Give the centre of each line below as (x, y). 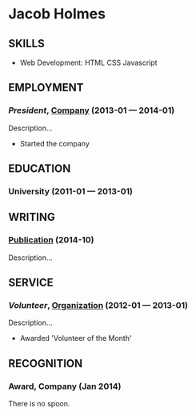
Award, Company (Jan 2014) (65, 386)
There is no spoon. (39, 404)
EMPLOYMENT (46, 88)
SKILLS (27, 44)
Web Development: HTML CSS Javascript (88, 62)
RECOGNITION (46, 364)
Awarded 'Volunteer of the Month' (76, 338)
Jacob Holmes (57, 14)
